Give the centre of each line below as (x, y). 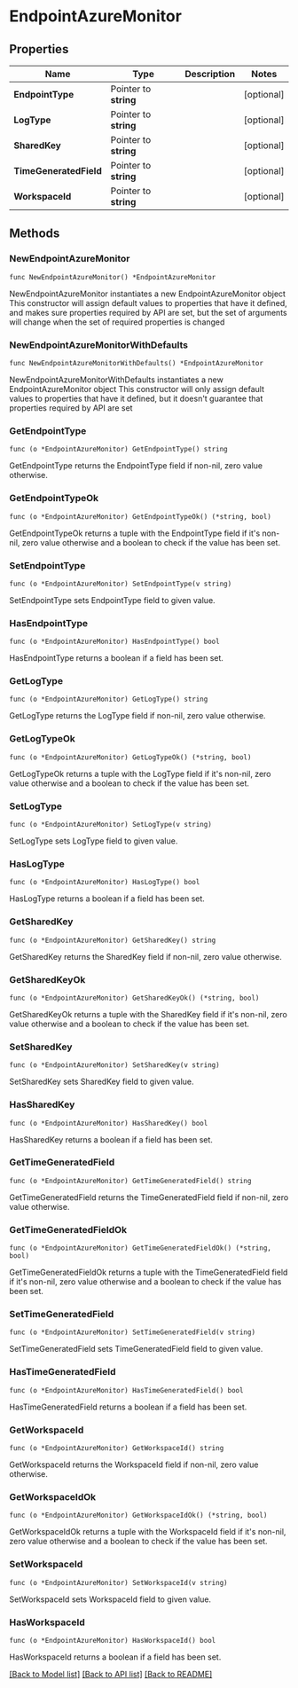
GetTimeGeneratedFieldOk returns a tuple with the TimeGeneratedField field (149, 1272)
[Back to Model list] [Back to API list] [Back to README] (111, 1674)
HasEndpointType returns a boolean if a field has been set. (117, 658)
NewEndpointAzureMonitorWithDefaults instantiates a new (116, 380)
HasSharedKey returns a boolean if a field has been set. (111, 1139)
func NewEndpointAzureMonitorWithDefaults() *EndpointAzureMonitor (137, 363)
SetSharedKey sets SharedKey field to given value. (102, 1082)
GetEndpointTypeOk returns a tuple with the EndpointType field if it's (135, 533)
